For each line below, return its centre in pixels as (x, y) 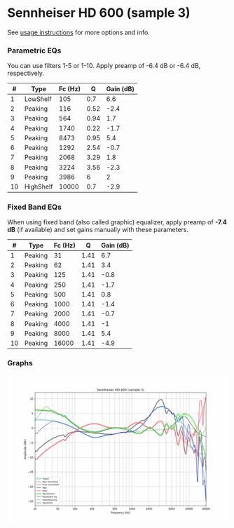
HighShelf (39, 187)
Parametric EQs (34, 50)
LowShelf (38, 99)
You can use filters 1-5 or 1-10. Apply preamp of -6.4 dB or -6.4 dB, (104, 66)
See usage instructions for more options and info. (79, 32)
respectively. (26, 73)
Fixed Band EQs (34, 207)
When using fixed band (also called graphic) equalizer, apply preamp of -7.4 (117, 222)
